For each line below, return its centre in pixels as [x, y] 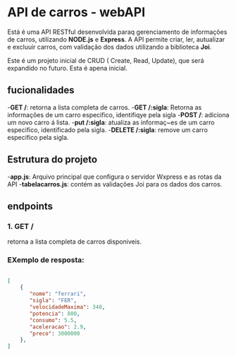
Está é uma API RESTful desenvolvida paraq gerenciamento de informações [117, 32]
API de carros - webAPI [76, 12]
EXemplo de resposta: [46, 260]
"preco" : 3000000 [55, 333]
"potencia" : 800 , [55, 314]
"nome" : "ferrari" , [58, 294]
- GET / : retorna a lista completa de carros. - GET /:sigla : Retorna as [105, 107]
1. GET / [20, 226]
